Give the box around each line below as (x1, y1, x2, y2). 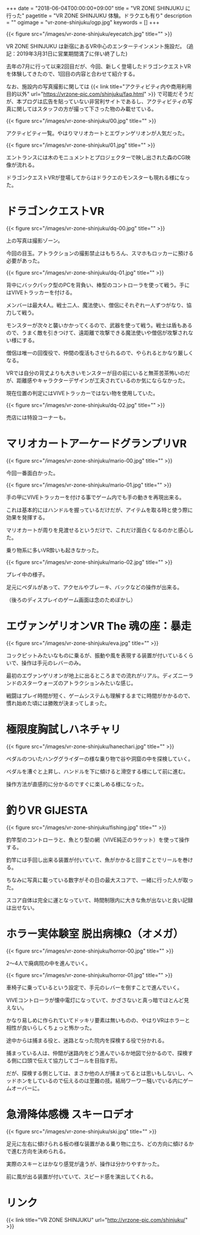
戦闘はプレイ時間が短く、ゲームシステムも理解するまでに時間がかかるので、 (6, 692, 193, 699)
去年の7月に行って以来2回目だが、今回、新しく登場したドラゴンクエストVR (6, 63, 192, 70)
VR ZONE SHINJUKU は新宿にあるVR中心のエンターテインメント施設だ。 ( (6, 43, 189, 50)
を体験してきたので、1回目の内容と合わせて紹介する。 (6, 70, 139, 77)
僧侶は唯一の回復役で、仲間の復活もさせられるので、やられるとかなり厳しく (6, 349, 193, 356)
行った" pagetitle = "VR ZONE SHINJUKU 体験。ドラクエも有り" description (6, 12, 192, 19)
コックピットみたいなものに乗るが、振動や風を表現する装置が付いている (6, 652, 183, 659)
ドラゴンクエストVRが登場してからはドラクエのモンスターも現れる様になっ (6, 174, 190, 181)
